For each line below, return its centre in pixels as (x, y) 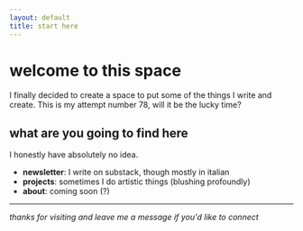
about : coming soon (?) (66, 191)
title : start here (44, 26)
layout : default (40, 18)
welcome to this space (96, 71)
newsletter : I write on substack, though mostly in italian (126, 173)
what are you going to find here (99, 133)
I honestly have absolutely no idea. (74, 155)
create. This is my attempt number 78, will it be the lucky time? (125, 105)
